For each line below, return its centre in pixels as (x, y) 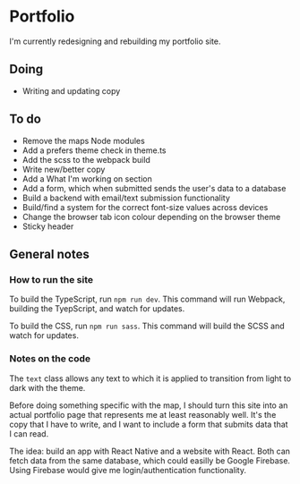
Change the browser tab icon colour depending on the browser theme (151, 217)
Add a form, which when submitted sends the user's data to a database (154, 188)
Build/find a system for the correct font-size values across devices (145, 207)
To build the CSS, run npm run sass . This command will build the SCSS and (147, 326)
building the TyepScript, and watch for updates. (97, 309)
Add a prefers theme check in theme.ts (94, 150)
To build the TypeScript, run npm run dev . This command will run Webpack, (147, 299)
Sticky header (48, 226)
